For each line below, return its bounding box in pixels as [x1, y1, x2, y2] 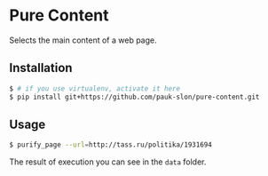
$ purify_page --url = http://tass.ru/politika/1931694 [9, 140, 213, 149]
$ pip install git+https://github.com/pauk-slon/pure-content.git [9, 92, 260, 101]
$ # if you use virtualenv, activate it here [9, 84, 180, 93]
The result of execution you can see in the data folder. [9, 156, 207, 167]
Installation [9, 60, 73, 76]
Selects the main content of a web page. [9, 35, 157, 45]
